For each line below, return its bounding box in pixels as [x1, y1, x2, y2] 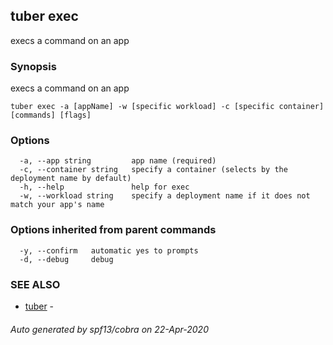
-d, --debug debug [19, 254, 114, 264]
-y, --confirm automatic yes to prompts [19, 245, 199, 256]
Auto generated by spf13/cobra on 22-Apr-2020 [10, 323, 209, 335]
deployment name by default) [10, 174, 132, 184]
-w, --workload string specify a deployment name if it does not [19, 191, 311, 201]
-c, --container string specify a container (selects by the [19, 165, 288, 175]
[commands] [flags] [10, 110, 92, 121]
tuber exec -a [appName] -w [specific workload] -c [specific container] [10, 102, 325, 112]
